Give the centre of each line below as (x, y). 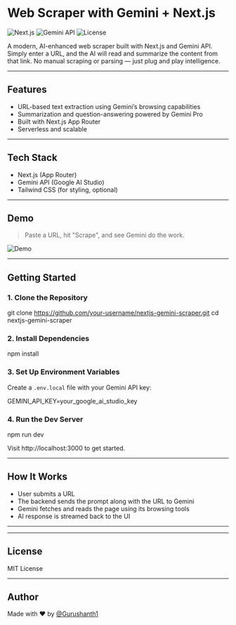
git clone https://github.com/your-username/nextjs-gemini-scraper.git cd (113, 313)
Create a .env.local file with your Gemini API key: (79, 387)
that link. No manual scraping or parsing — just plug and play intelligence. (114, 60)
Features (27, 90)
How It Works (38, 477)
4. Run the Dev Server (45, 419)
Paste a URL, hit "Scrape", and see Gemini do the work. (104, 235)
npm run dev (26, 434)
